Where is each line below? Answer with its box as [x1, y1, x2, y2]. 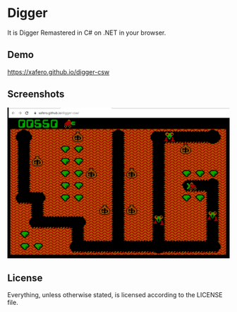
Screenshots [7, 88, 65, 100]
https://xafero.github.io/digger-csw [7, 67, 110, 76]
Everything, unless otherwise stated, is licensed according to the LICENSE [7, 291, 223, 299]
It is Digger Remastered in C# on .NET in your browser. [7, 28, 166, 37]
